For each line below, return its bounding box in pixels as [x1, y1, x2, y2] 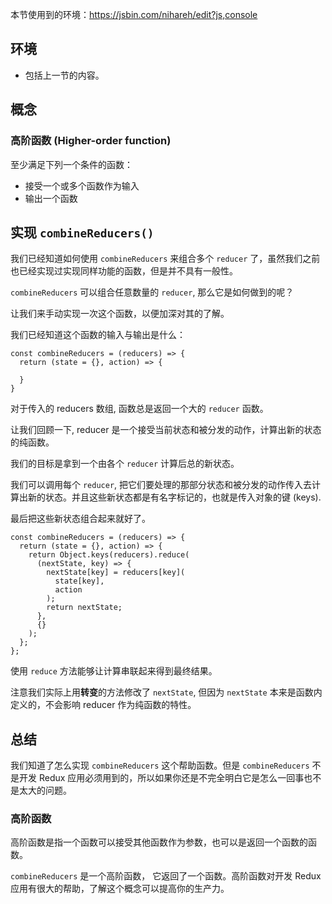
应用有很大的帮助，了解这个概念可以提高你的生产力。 [10, 883, 230, 895]
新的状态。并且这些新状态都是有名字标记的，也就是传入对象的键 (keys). [27, 491, 322, 503]
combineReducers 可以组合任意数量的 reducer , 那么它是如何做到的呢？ [10, 286, 295, 298]
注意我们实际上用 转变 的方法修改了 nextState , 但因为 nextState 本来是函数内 [10, 686, 323, 698]
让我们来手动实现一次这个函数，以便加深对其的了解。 [10, 308, 230, 320]
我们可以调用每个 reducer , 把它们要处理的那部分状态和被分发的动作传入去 [10, 479, 313, 491]
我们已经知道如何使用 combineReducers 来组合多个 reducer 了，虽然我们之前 [10, 253, 321, 265]
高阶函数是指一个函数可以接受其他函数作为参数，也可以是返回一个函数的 [10, 836, 308, 848]
